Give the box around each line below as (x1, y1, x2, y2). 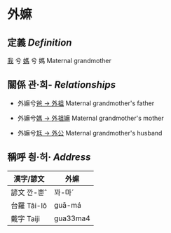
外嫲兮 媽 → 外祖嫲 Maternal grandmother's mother (17, 114, 165, 122)
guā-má (53, 200, 82, 210)
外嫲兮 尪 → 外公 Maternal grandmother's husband (17, 128, 163, 137)
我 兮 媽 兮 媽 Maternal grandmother (7, 57, 112, 65)
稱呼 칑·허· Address (7, 152, 91, 164)
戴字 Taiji (11, 213, 41, 223)
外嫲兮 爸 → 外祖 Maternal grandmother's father (17, 99, 155, 107)
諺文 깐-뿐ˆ (11, 187, 48, 197)
